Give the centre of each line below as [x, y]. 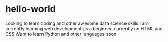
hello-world [31, 9]
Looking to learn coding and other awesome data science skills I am [77, 23]
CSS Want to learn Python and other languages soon [61, 34]
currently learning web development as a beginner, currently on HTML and [84, 28]
